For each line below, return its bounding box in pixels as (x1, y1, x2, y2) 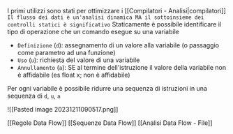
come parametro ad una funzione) (17, 49, 116, 57)
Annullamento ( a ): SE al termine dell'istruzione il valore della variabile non (17, 64, 227, 71)
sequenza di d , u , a (7, 91, 61, 100)
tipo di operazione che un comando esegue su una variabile (7, 28, 179, 36)
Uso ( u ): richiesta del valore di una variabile (17, 56, 140, 64)
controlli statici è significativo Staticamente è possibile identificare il (7, 20, 222, 28)
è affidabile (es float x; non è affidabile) (17, 70, 130, 79)
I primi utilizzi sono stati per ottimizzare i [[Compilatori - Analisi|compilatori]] (7, 7, 226, 15)
